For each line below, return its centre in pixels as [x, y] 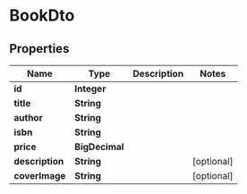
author [28, 118]
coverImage [40, 176]
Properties [39, 49]
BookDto [42, 16]
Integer [90, 89]
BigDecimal [99, 147]
